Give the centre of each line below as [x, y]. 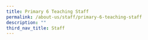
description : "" [26, 22]
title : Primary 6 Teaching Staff [48, 11]
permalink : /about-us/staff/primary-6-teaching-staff [74, 17]
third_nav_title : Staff [36, 28]
